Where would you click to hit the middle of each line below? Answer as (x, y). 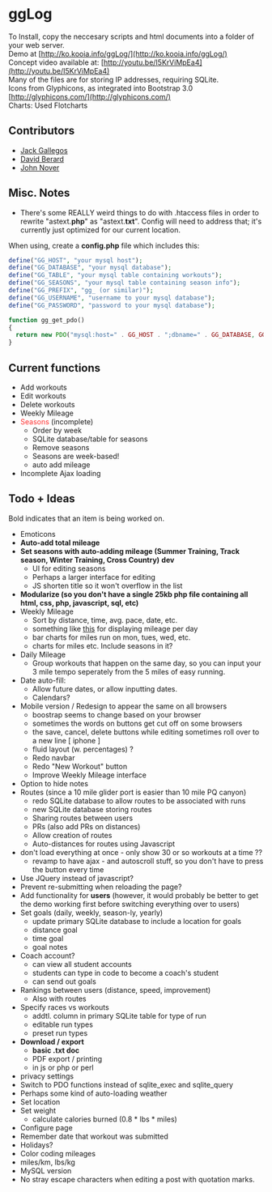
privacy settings (47, 1076)
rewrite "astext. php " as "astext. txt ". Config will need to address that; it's (141, 221)
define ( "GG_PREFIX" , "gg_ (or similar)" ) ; (81, 291)
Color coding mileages (57, 1153)
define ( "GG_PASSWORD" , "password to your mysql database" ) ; (112, 305)
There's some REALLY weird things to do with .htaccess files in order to (139, 212)
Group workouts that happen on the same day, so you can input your (147, 663)
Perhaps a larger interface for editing (94, 577)
